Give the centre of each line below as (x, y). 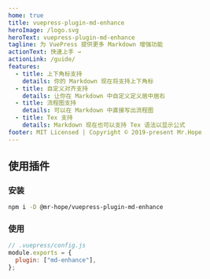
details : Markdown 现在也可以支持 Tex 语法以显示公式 (104, 125)
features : (24, 67)
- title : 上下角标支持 (49, 74)
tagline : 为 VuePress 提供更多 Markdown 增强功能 (86, 45)
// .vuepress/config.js (47, 246)
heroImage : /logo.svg (44, 30)
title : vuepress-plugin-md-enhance (66, 23)
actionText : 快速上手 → (44, 52)
